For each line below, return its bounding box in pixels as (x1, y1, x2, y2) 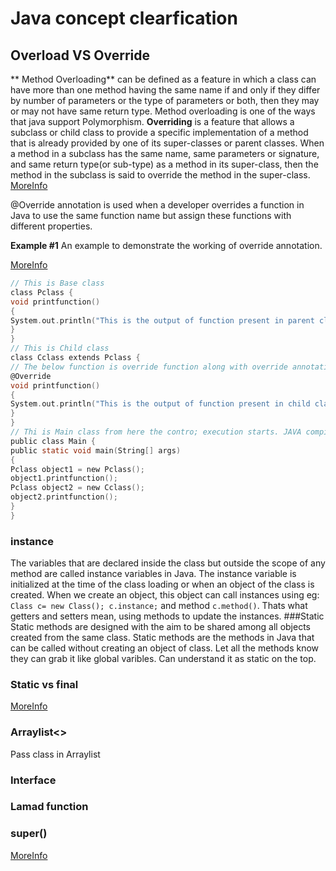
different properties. (10, 220, 93, 232)
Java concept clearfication (10, 7, 238, 30)
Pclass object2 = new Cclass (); (10, 483, 145, 493)
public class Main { (10, 436, 97, 446)
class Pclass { (10, 287, 74, 297)
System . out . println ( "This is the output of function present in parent (10, 315, 315, 326)
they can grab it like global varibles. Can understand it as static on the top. (10, 653, 317, 665)
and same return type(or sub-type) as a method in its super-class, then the (10, 158, 319, 170)
